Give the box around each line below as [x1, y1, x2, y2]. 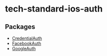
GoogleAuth [12, 46, 36, 51]
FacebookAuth [12, 41, 41, 46]
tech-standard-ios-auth [5, 3, 103, 14]
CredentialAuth [12, 35, 42, 41]
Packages [5, 23, 35, 31]
